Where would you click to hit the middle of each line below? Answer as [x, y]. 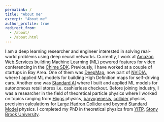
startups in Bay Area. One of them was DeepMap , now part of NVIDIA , [76, 72]
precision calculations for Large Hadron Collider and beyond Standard [76, 104]
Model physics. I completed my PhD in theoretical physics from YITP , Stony [82, 109]
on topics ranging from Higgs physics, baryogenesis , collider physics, [76, 98]
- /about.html [24, 38]
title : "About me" [24, 14]
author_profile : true [27, 23]
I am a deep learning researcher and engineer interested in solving [73, 51]
